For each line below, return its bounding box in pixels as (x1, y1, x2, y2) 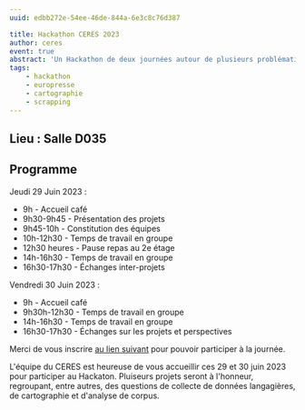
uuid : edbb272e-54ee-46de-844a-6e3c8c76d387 (9, 13, 181, 23)
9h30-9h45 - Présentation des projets (22, 213, 165, 224)
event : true (9, 46, 54, 55)
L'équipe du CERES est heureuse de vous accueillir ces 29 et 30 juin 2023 (9, 361, 287, 372)
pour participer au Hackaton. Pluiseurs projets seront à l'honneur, (9, 370, 254, 382)
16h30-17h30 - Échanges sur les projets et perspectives (22, 325, 232, 336)
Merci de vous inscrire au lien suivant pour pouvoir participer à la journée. (9, 343, 286, 355)
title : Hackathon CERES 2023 (9, 29, 120, 39)
